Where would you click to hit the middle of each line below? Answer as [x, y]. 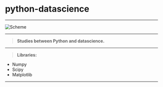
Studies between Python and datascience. [61, 41]
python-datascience [47, 9]
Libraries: [27, 55]
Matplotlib [22, 74]
